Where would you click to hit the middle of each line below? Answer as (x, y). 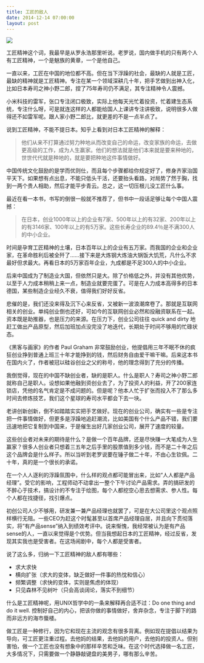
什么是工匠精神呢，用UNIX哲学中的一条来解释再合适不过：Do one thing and (101, 603)
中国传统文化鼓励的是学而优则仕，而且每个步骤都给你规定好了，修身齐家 (97, 170)
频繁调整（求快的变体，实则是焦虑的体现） (68, 583)
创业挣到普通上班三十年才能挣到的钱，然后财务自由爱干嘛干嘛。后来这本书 (104, 355)
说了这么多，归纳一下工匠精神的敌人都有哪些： (65, 554)
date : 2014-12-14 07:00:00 (40, 18)
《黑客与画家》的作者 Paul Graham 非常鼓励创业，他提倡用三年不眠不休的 (98, 347)
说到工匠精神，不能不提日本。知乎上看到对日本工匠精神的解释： (86, 130)
